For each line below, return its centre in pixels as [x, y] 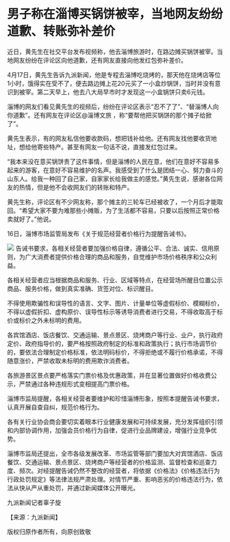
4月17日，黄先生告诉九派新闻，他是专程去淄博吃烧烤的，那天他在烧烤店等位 [114, 75]
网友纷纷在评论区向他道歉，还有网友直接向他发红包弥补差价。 [100, 60]
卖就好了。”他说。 [31, 219]
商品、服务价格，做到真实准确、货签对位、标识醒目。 [82, 289]
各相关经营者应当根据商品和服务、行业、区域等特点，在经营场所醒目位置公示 [115, 280]
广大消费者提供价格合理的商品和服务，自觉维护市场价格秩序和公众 [118, 257]
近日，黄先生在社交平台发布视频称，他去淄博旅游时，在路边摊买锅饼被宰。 [112, 52]
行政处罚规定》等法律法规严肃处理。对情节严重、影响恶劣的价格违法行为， [112, 479]
